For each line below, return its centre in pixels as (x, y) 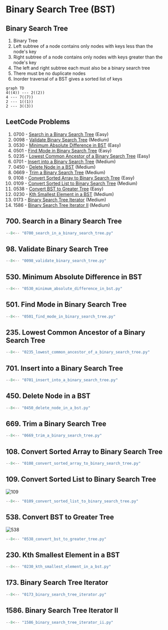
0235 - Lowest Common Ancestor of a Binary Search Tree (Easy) (82, 156)
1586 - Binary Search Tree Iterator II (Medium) (62, 205)
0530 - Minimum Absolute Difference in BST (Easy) (67, 145)
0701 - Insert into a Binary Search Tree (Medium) (65, 161)
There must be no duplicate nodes (49, 73)
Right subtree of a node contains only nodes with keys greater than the (88, 57)
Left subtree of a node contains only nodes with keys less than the (83, 46)
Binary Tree (25, 41)
